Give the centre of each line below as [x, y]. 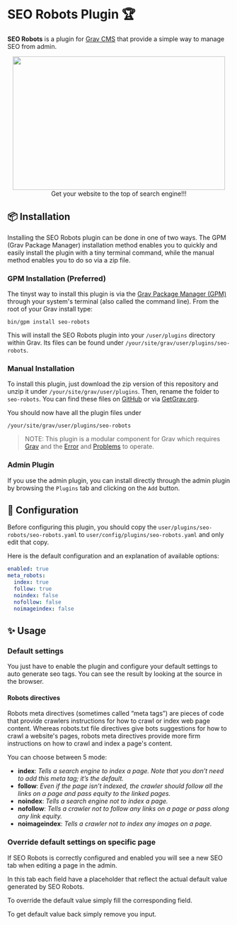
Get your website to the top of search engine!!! [119, 194]
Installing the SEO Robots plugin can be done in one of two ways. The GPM [117, 237]
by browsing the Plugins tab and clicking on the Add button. [94, 488]
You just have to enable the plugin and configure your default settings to [112, 666]
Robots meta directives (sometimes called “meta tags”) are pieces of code [116, 714]
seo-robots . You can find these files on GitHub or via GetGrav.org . [103, 399]
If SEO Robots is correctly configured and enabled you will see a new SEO [115, 858]
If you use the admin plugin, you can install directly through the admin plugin [119, 480]
